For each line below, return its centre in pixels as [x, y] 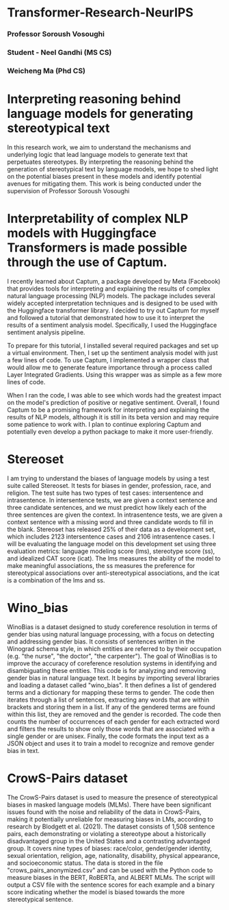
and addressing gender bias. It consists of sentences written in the [101, 641]
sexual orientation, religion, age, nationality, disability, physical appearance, [113, 855]
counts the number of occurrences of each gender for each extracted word [113, 722]
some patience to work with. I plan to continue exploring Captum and [104, 424]
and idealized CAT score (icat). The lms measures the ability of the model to [114, 558]
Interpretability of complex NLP [98, 219]
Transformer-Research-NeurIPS [100, 13]
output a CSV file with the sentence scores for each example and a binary [111, 885]
